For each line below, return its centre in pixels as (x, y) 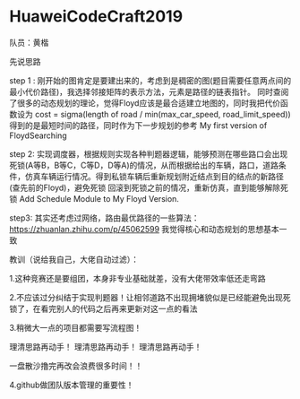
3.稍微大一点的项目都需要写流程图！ (76, 327)
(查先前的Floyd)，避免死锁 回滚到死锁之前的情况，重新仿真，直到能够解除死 (149, 187)
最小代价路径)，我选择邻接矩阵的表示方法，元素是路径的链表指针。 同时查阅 (149, 91)
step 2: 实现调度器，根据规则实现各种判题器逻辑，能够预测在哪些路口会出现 (149, 153)
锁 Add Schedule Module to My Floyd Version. (94, 198)
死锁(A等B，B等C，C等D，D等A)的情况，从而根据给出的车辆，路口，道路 (144, 165)
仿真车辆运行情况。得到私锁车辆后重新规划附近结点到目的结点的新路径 (154, 176)
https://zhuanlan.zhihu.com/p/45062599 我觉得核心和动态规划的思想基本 (144, 229)
